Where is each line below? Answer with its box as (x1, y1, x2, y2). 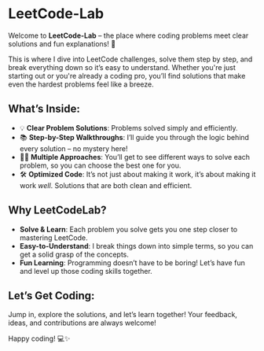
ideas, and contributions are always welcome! (8, 318, 157, 327)
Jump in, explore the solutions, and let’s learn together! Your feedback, (8, 310, 238, 320)
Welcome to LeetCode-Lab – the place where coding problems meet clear (8, 31, 249, 40)
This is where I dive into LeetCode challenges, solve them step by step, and (8, 54, 253, 64)
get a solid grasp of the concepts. (19, 249, 130, 259)
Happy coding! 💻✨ (8, 334, 71, 343)
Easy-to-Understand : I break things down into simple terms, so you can (19, 241, 254, 250)
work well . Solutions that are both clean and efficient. (19, 180, 192, 190)
